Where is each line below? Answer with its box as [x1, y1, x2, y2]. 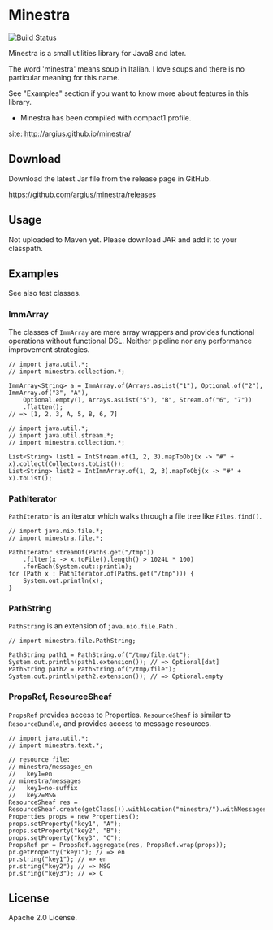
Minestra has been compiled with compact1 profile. [19, 112, 192, 123]
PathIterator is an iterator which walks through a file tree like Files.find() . [8, 511, 262, 521]
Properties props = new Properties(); [8, 812, 140, 820]
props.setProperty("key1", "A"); [8, 819, 122, 828]
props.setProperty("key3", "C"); [8, 833, 122, 842]
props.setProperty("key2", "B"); [8, 827, 122, 835]
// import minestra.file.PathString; [8, 637, 136, 645]
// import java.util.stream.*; [8, 431, 115, 440]
